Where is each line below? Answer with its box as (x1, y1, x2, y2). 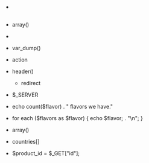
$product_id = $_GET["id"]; (11, 150, 80, 157)
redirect (21, 80, 41, 86)
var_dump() (11, 45, 41, 51)
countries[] (11, 138, 40, 145)
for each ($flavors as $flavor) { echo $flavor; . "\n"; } (11, 115, 143, 121)
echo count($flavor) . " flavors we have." (11, 103, 113, 110)
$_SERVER (11, 91, 39, 98)
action (11, 56, 28, 63)
